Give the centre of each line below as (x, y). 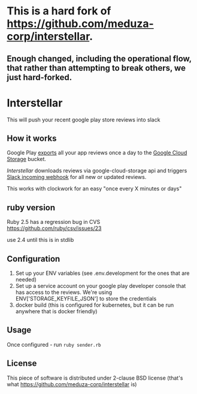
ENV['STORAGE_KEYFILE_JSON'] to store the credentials (86, 298)
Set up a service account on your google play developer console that (101, 286)
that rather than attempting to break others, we (96, 68)
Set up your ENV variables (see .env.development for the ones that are (102, 273)
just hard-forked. (40, 77)
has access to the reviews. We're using (64, 292)
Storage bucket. (27, 159)
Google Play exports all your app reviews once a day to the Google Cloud (97, 153)
